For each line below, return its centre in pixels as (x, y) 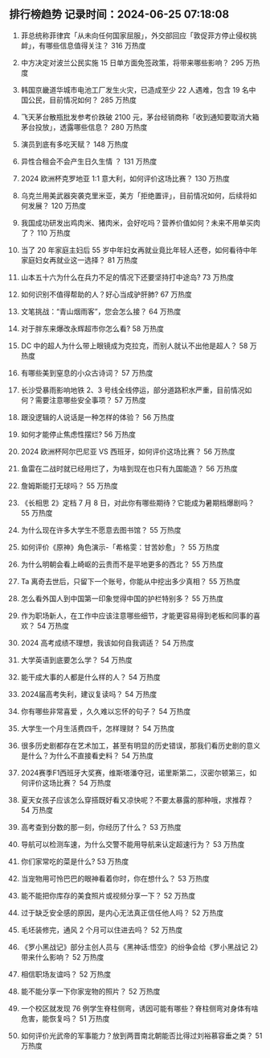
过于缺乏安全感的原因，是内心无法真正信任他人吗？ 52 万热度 (122, 912)
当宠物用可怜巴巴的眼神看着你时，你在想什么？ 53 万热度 (115, 878)
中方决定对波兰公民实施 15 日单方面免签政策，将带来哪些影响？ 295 (132, 62)
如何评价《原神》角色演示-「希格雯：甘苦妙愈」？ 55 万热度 (120, 547)
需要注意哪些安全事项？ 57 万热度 (90, 400)
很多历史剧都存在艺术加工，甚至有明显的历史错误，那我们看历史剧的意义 (140, 745)
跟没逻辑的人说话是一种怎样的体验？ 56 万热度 (98, 417)
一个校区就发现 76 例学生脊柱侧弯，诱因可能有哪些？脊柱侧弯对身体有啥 (140, 1008)
